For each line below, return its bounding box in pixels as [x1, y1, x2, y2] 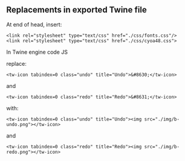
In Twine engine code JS [6, 48, 68, 55]
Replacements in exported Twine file [6, 5, 147, 15]
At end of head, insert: [6, 21, 62, 28]
